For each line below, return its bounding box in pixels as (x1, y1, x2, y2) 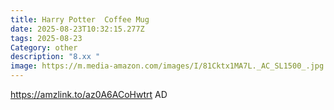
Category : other (10, 42, 78, 53)
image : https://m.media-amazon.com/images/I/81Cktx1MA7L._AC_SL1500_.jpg (10, 61, 325, 71)
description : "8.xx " (10, 52, 101, 62)
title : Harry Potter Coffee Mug (10, 14, 150, 25)
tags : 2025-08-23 (10, 33, 83, 43)
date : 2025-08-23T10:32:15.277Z (10, 24, 145, 34)
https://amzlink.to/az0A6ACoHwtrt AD (10, 89, 168, 100)
